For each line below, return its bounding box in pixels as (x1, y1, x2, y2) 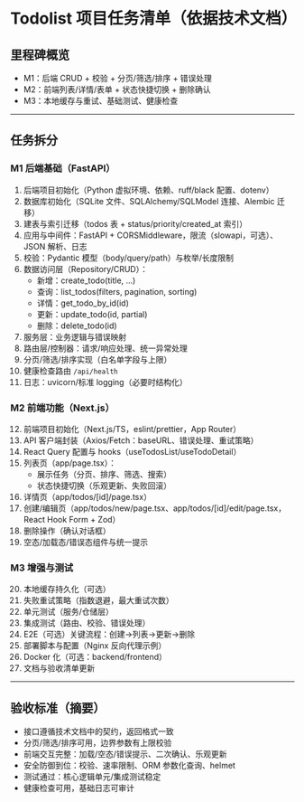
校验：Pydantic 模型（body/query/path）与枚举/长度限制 (23, 252, 234, 263)
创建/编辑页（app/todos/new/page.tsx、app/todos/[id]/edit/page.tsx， (23, 503, 287, 514)
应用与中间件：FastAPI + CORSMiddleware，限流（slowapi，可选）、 (23, 230, 279, 241)
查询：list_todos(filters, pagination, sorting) (36, 286, 198, 297)
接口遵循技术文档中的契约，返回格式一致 (23, 726, 174, 737)
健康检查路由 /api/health (23, 365, 118, 376)
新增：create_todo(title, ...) (36, 275, 136, 286)
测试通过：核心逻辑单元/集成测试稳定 (23, 771, 161, 782)
